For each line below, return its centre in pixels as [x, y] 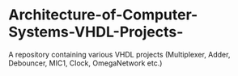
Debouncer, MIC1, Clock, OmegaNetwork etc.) [85, 63]
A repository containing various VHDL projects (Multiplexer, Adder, [119, 54]
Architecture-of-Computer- [103, 15]
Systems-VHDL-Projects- [96, 32]
